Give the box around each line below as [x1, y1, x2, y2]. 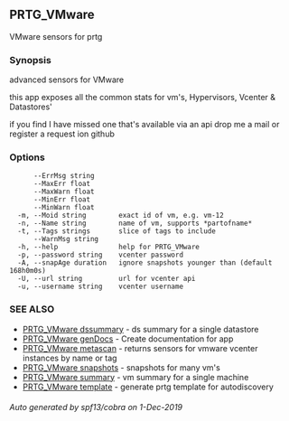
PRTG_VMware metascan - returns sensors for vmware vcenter [22, 342, 258, 353]
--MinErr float [33, 195, 91, 204]
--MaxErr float [33, 180, 91, 189]
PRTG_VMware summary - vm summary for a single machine [22, 371, 249, 382]
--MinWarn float [33, 203, 95, 212]
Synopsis [9, 53, 51, 66]
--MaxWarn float [33, 187, 95, 197]
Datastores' [9, 101, 52, 112]
